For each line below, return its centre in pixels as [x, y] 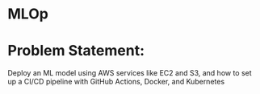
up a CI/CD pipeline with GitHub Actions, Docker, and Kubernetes [116, 82]
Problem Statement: [76, 51]
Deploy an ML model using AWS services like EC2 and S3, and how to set [130, 73]
